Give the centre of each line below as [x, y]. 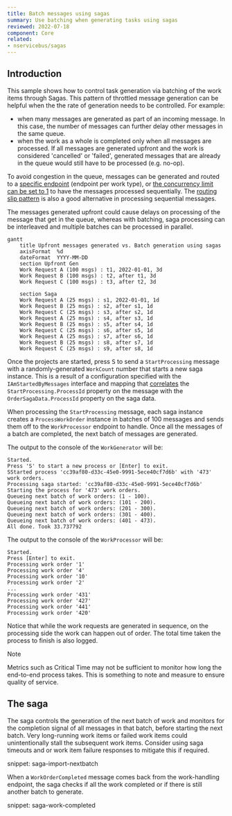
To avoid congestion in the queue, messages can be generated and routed [114, 176]
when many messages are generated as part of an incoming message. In [121, 119]
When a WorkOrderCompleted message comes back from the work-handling [114, 776]
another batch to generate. [45, 792]
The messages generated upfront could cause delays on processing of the [114, 211]
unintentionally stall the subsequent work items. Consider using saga [105, 743]
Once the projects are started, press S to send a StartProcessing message [113, 361]
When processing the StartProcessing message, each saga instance [105, 411]
